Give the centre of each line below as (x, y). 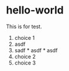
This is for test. (24, 26)
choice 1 (25, 38)
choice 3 (25, 63)
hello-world (35, 10)
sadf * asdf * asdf (36, 50)
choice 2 (25, 56)
